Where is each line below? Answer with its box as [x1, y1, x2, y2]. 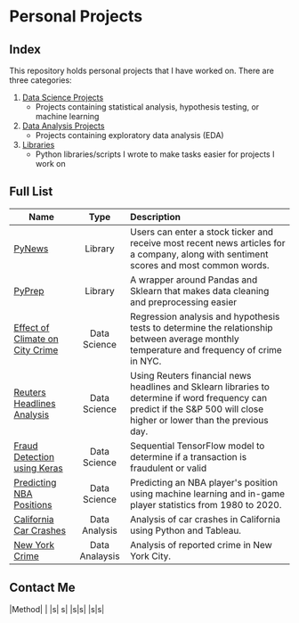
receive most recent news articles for [130, 236, 286, 249]
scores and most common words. [130, 258, 270, 271]
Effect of [13, 321, 50, 333]
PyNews [13, 242, 49, 255]
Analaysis [79, 550, 120, 562]
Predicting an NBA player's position [130, 476, 279, 488]
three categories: [9, 75, 73, 86]
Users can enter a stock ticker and [130, 225, 274, 238]
